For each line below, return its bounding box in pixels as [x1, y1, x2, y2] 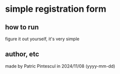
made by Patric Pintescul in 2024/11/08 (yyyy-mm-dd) [5, 63, 116, 69]
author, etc [5, 50, 40, 58]
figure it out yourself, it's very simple [5, 36, 80, 42]
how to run [5, 23, 39, 31]
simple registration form [5, 3, 107, 15]
